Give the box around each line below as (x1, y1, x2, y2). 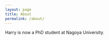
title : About (5, 12, 32, 17)
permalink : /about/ (5, 16, 45, 21)
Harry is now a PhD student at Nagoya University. (5, 30, 105, 36)
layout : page (5, 7, 32, 12)
